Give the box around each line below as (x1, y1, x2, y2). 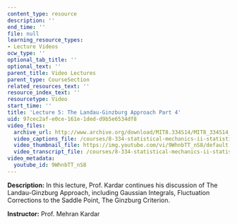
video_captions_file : (13, 135, 78, 142)
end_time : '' (7, 23, 46, 30)
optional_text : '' (7, 63, 61, 70)
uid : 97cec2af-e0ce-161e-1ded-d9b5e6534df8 (7, 115, 138, 122)
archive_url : (13, 129, 52, 136)
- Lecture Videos (7, 43, 59, 50)
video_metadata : (7, 155, 55, 163)
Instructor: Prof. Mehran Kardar (7, 209, 100, 218)
